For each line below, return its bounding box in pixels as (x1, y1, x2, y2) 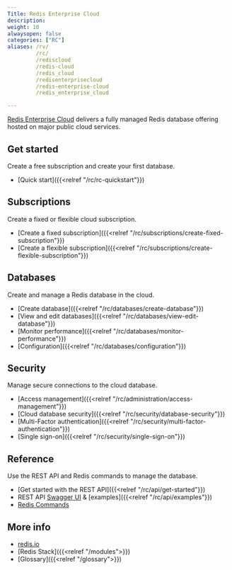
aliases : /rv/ (7, 43, 50, 50)
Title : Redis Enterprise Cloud (7, 10, 100, 18)
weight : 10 (7, 23, 40, 30)
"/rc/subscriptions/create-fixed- (129, 228, 224, 237)
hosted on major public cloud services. (7, 122, 121, 131)
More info (7, 521, 51, 533)
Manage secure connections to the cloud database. (7, 381, 158, 389)
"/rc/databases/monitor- (112, 326, 184, 335)
